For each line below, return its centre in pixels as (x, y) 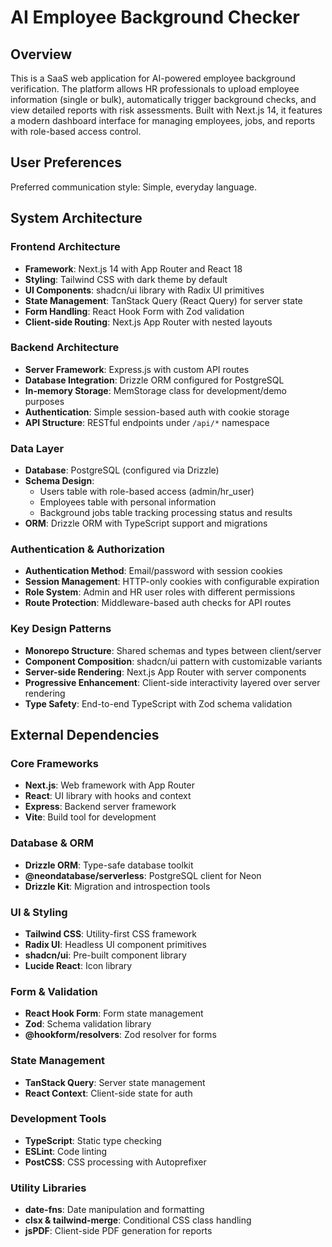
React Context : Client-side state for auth (108, 1093)
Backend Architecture (65, 348)
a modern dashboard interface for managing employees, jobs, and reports (163, 120)
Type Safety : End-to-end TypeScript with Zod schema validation (158, 703)
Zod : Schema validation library (88, 1024)
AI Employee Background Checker (155, 17)
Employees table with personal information (128, 502)
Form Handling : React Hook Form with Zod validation (134, 311)
